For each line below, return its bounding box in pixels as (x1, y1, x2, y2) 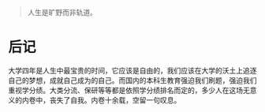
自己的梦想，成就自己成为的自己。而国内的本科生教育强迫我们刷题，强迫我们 (8, 75, 257, 85)
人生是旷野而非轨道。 (27, 8, 97, 17)
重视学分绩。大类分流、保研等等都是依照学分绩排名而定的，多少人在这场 (8, 85, 243, 95)
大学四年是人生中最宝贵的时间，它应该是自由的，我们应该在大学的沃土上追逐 (8, 65, 257, 75)
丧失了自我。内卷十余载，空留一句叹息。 (49, 95, 181, 105)
